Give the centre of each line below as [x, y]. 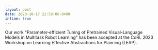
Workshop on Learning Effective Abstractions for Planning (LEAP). [71, 43]
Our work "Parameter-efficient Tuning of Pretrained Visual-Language [74, 33]
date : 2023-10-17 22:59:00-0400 [38, 14]
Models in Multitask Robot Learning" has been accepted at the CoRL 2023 [79, 37]
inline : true [18, 18]
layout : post [18, 9]
